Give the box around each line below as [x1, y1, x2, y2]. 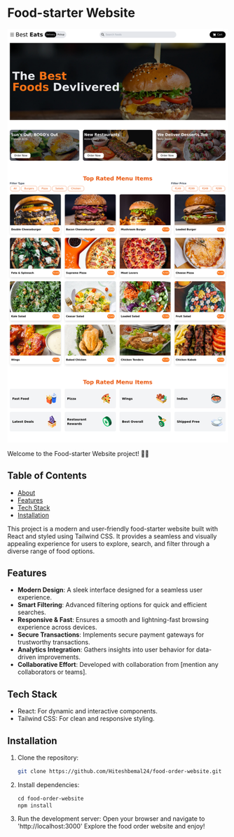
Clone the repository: [17, 753, 79, 762]
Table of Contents [7, 469, 88, 482]
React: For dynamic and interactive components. [17, 707, 158, 715]
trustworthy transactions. [17, 638, 90, 647]
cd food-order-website [17, 795, 84, 802]
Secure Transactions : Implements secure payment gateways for [17, 630, 205, 639]
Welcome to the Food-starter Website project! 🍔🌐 [7, 449, 149, 458]
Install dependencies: [17, 780, 80, 789]
